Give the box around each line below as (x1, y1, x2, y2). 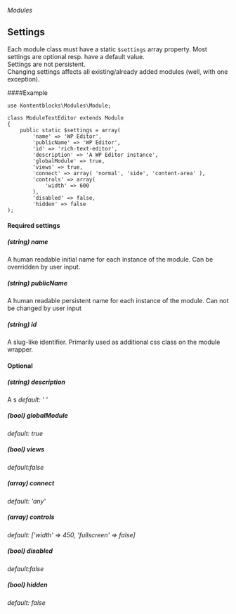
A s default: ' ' (7, 395, 48, 404)
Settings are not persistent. (7, 60, 86, 68)
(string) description (7, 378, 65, 386)
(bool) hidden (7, 580, 48, 589)
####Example (7, 88, 48, 97)
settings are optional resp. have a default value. (7, 52, 145, 60)
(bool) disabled (7, 546, 53, 555)
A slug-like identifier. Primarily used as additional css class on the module (7, 338, 221, 347)
